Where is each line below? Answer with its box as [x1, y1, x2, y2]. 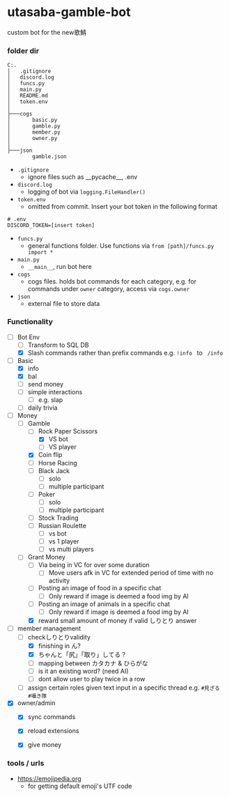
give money [27, 741, 61, 749]
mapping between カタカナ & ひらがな [38, 659, 148, 667]
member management [17, 624, 82, 633]
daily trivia [27, 403, 58, 412]
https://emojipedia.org [17, 774, 82, 782]
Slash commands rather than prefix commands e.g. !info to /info [27, 348, 223, 357]
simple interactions [27, 387, 83, 396]
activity [48, 576, 70, 585]
